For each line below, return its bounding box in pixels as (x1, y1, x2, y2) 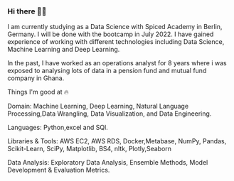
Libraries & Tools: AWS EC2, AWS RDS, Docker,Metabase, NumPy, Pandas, (7, 137, 227, 146)
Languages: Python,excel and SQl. (7, 124, 108, 132)
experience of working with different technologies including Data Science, (7, 38, 225, 46)
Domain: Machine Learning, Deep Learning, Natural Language (7, 102, 189, 111)
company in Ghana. (7, 74, 65, 82)
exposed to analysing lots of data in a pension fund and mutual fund (7, 67, 207, 75)
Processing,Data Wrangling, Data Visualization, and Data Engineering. (7, 109, 212, 118)
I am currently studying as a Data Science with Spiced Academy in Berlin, (7, 23, 223, 31)
